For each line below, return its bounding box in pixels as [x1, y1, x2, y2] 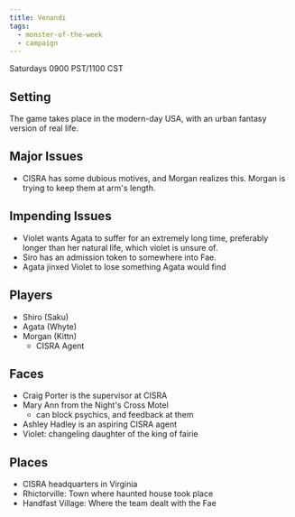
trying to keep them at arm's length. [22, 182, 156, 193]
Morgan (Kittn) [22, 330, 78, 341]
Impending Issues [9, 208, 112, 224]
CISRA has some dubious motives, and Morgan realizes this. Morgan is [22, 172, 286, 183]
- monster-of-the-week [17, 30, 103, 39]
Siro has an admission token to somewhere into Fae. [22, 252, 217, 263]
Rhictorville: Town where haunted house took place [22, 488, 214, 499]
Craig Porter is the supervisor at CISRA [22, 390, 168, 402]
